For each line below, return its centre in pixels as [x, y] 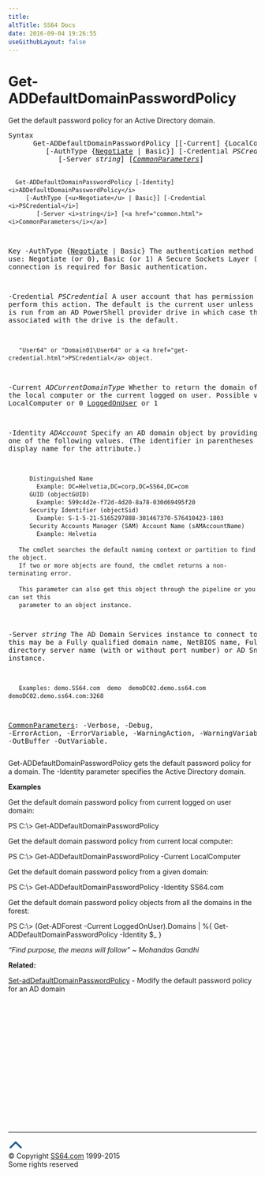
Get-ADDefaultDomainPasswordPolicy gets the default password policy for [130, 764]
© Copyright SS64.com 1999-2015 [64, 1156]
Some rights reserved [43, 1164]
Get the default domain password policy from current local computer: [121, 841]
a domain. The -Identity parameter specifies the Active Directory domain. [127, 771]
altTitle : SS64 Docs [42, 25]
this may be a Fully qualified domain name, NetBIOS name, [125, 643]
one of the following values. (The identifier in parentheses [131, 441]
